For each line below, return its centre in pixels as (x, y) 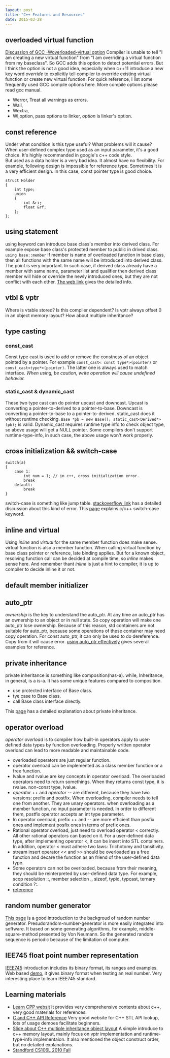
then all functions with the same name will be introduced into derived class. (84, 260)
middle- (147, 928)
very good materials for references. (50, 1012)
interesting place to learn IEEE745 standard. (51, 978)
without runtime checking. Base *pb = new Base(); (58, 419)
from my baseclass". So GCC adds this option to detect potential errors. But (84, 63)
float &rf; (35, 207)
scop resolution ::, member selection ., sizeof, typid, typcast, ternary (84, 879)
